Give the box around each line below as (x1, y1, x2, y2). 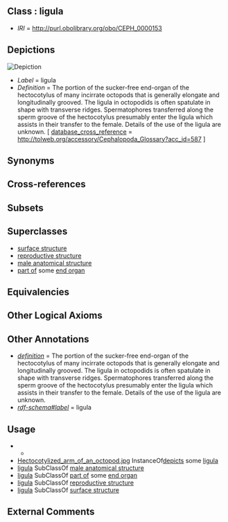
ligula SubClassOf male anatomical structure (17, 464, 144, 472)
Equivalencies (7, 286, 69, 297)
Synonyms (7, 155, 55, 167)
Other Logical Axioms (7, 310, 103, 322)
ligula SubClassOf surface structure (17, 486, 120, 494)
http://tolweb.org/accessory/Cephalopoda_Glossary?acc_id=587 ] (17, 134, 206, 143)
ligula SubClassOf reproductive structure (17, 478, 134, 487)
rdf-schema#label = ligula (17, 403, 92, 412)
